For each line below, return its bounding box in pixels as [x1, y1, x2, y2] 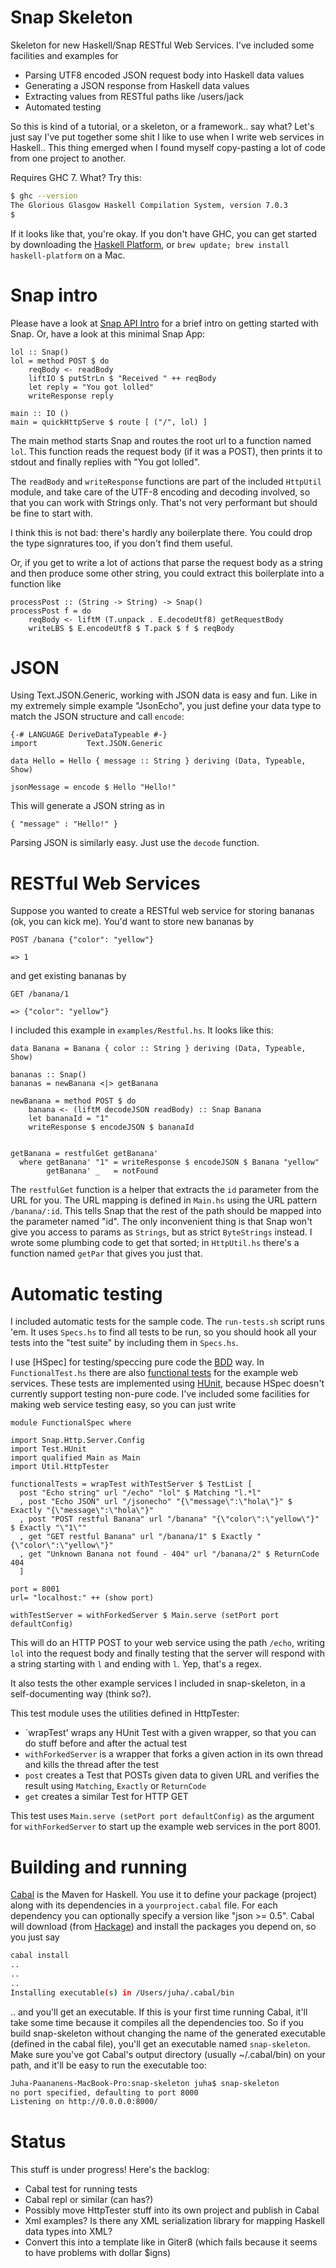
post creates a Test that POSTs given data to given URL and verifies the [24, 1769, 320, 1781]
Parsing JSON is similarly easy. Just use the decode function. [10, 837, 260, 849]
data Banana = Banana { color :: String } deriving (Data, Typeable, [10, 1044, 307, 1054]
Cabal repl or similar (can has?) [24, 2194, 154, 2206]
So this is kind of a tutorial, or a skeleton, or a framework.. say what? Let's [10, 120, 315, 132]
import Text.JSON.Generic [10, 739, 163, 749]
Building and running [10, 1856, 188, 1878]
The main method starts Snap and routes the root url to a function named [10, 434, 312, 446]
